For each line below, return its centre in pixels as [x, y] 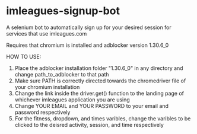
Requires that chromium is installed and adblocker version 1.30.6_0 [88, 45]
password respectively [42, 112]
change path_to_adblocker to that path [62, 74]
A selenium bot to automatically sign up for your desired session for [89, 27]
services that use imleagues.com [47, 33]
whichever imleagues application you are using [72, 100]
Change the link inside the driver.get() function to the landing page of [99, 93]
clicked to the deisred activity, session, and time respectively [89, 125]
